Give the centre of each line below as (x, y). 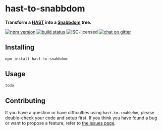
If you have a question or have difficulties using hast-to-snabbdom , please (80, 113)
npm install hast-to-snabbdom (36, 59)
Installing (20, 47)
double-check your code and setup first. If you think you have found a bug (81, 118)
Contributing (25, 101)
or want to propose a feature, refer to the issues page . (60, 123)
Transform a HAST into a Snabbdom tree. (48, 22)
